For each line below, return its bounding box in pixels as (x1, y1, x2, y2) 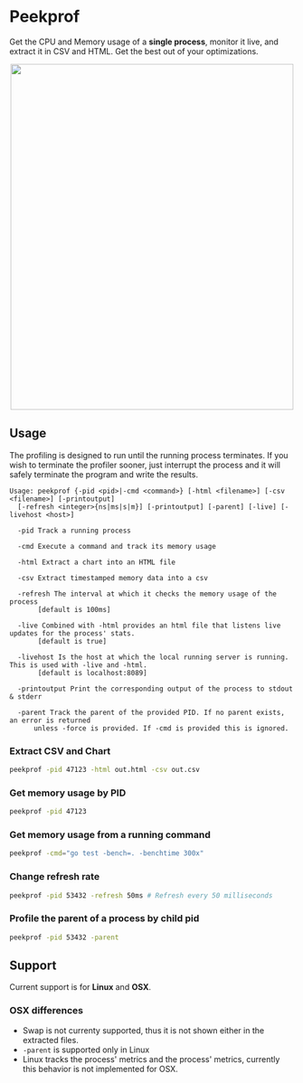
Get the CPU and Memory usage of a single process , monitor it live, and (9, 36, 279, 47)
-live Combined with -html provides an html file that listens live (17, 621, 281, 630)
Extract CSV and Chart (9, 744, 111, 757)
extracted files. (22, 1034, 79, 1045)
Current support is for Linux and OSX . (9, 982, 152, 993)
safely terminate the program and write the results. (9, 468, 199, 480)
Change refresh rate (9, 871, 100, 883)
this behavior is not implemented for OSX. (22, 1063, 178, 1074)
